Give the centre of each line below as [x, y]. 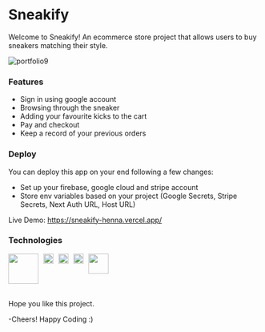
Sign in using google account [68, 99]
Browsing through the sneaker [70, 108]
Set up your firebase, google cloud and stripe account [109, 187]
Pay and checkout [50, 125]
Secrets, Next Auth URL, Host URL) [78, 204]
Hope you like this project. [51, 303]
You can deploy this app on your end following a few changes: [111, 172]
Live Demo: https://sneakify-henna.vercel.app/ [85, 220]
